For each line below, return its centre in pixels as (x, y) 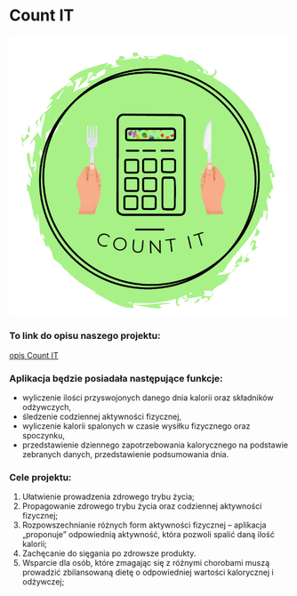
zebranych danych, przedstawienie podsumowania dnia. (125, 455)
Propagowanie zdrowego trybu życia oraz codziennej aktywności (142, 506)
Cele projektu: (40, 478)
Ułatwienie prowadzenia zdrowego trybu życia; (108, 497)
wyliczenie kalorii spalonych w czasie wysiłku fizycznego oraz (136, 426)
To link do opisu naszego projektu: (85, 336)
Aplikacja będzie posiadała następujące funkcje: (116, 378)
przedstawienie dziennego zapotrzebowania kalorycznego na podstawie (155, 445)
